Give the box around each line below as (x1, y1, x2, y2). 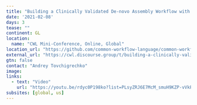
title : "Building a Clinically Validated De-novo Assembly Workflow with (6, 8, 191, 15)
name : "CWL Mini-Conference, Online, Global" (11, 41, 125, 47)
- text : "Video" (11, 79, 51, 85)
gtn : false (6, 57, 33, 63)
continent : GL (6, 30, 41, 36)
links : (6, 73, 22, 79)
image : (6, 68, 22, 74)
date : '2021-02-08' (6, 14, 54, 20)
